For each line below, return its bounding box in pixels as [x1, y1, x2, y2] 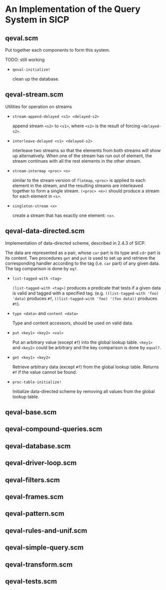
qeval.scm [5, 34, 38, 42]
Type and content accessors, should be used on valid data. [12, 320, 133, 326]
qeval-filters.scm [5, 476, 60, 484]
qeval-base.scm [5, 408, 57, 416]
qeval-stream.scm [5, 91, 63, 99]
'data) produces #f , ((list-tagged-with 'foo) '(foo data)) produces [12, 295, 158, 301]
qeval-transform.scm [5, 560, 73, 569]
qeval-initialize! [12, 67, 51, 72]
